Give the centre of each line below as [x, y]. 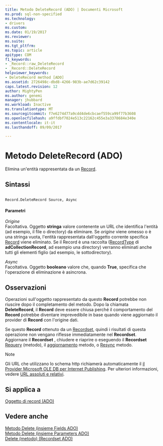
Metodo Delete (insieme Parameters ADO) [47, 433]
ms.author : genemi [24, 95]
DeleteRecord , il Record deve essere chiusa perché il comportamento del [79, 310]
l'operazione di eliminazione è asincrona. [46, 272]
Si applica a [23, 389]
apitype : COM [18, 55]
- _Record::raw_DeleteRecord [35, 64]
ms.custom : [16, 28]
